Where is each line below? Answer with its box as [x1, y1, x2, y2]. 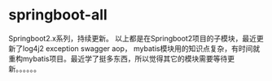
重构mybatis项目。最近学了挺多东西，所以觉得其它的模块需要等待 [8, 53, 228, 63]
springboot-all [8, 6, 107, 24]
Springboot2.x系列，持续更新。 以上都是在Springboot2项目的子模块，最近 [8, 33, 257, 43]
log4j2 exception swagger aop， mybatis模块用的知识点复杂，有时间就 [22, 43, 261, 53]
